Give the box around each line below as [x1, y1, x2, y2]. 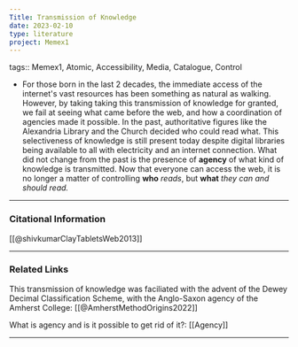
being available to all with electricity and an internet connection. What [21, 145, 278, 156]
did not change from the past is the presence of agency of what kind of [21, 154, 285, 165]
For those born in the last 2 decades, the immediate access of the [21, 79, 263, 89]
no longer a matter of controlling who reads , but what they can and [21, 173, 270, 184]
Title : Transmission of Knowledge [9, 12, 137, 22]
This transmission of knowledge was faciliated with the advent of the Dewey [9, 283, 288, 294]
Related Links [9, 263, 69, 275]
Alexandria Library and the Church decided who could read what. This [21, 126, 279, 137]
